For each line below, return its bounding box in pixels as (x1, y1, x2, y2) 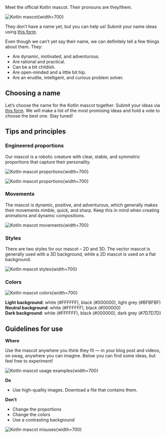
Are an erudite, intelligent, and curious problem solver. (12, 75, 124, 80)
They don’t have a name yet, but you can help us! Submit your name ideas (5, 23, 157, 29)
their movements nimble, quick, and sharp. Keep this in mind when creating (5, 207, 160, 213)
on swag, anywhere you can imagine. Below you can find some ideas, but (5, 353, 156, 359)
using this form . (5, 29, 37, 34)
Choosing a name (5, 89, 61, 98)
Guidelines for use (5, 324, 63, 333)
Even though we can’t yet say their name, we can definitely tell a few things (5, 38, 160, 44)
